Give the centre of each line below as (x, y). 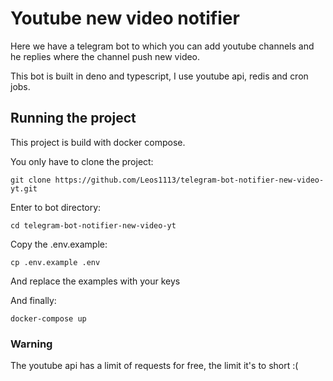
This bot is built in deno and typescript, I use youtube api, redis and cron (159, 76)
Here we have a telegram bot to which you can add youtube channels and (162, 46)
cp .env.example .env (55, 262)
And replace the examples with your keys (95, 281)
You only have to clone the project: (82, 161)
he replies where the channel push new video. (105, 56)
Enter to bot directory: (56, 207)
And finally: (33, 300)
